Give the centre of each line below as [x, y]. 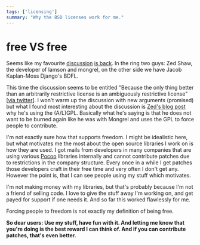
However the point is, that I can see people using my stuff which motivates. [99, 175]
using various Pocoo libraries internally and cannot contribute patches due [98, 157]
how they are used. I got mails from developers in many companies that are [99, 150]
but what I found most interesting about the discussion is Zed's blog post [96, 107]
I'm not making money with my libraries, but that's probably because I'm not [100, 187]
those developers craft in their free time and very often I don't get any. [93, 169]
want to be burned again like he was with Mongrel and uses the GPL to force [100, 120]
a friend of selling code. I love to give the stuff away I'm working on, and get [100, 193]
